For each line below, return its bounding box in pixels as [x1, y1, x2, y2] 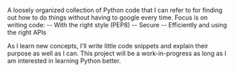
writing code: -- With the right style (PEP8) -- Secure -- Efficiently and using [7, 21, 227, 29]
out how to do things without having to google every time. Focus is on [7, 13, 208, 22]
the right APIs [7, 28, 47, 36]
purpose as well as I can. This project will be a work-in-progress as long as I [7, 49, 227, 57]
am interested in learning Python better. [7, 57, 121, 65]
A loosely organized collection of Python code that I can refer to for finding [7, 6, 223, 14]
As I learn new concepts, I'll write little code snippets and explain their [7, 42, 209, 50]
